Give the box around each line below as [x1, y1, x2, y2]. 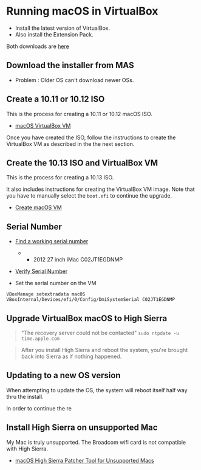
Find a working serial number [15, 238, 89, 245]
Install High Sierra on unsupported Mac [6, 423, 158, 433]
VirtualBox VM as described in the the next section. [6, 140, 135, 147]
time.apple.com [21, 336, 60, 342]
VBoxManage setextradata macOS [6, 291, 86, 297]
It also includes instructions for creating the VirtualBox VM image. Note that [6, 185, 196, 193]
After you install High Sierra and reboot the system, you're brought [21, 347, 188, 353]
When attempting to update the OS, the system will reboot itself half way [6, 386, 188, 393]
